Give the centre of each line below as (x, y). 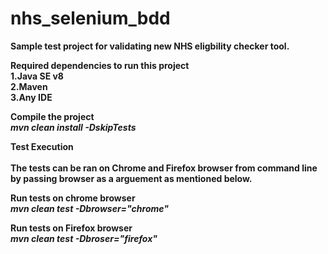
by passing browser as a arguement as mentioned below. (131, 178)
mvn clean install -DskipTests (73, 127)
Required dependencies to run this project (100, 65)
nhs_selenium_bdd (90, 18)
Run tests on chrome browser (73, 198)
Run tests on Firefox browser (71, 228)
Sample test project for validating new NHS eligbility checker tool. (150, 46)
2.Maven (29, 86)
